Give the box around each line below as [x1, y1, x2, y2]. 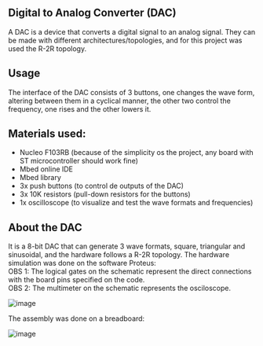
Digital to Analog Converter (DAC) [8, 6, 177, 20]
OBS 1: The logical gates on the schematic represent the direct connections [8, 267, 252, 276]
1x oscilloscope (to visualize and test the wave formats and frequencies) [19, 198, 254, 208]
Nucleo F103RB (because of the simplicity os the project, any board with [19, 148, 254, 157]
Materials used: [8, 127, 86, 141]
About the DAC [8, 220, 82, 234]
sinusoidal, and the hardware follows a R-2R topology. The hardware [8, 250, 230, 259]
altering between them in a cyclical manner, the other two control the [8, 96, 232, 105]
